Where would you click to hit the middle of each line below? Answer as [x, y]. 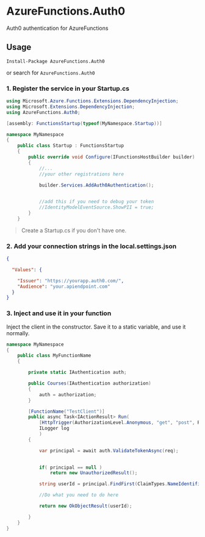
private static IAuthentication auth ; [77, 372]
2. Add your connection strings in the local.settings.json [92, 246]
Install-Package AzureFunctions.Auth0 [56, 61]
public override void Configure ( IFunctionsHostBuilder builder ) [112, 157]
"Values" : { [27, 269]
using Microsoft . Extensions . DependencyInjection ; [71, 107]
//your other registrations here [81, 174]
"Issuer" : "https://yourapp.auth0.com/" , [70, 281]
